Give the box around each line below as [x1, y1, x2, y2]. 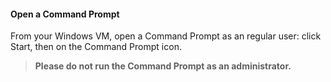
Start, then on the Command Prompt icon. [10, 41, 182, 53]
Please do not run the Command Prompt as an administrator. [34, 60, 292, 72]
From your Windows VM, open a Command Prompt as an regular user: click [10, 30, 322, 42]
